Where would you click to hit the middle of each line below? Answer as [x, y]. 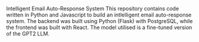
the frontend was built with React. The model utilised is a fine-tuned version [99, 27]
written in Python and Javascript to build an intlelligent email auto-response [99, 15]
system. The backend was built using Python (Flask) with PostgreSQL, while [99, 21]
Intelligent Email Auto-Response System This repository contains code [93, 9]
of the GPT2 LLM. [28, 34]
